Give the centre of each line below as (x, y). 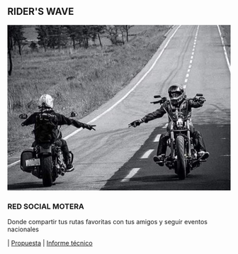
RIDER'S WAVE (41, 12)
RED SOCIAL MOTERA (46, 206)
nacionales (23, 229)
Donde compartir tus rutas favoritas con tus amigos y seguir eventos (107, 222)
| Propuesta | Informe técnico (50, 243)
